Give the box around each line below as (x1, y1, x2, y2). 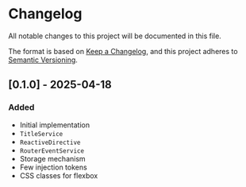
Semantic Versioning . (8, 55, 78, 64)
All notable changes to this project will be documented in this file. (8, 31, 222, 41)
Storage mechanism (19, 154, 86, 163)
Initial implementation (19, 120, 90, 130)
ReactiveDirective (19, 138, 81, 146)
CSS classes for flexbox (19, 170, 98, 180)
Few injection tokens (19, 162, 87, 172)
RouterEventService (19, 146, 85, 155)
